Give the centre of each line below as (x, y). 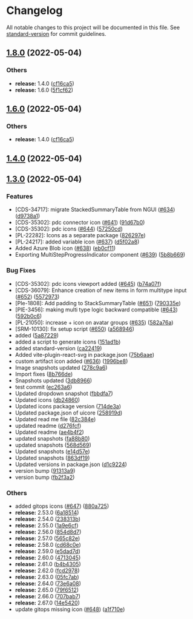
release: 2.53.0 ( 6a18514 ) (47, 512)
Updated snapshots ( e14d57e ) (52, 451)
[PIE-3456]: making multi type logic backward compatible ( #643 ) (97, 309)
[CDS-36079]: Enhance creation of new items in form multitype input (101, 290)
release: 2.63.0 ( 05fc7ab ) (47, 577)
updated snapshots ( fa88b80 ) (52, 438)
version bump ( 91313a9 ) (45, 470)
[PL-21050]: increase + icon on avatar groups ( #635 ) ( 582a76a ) (94, 322)
